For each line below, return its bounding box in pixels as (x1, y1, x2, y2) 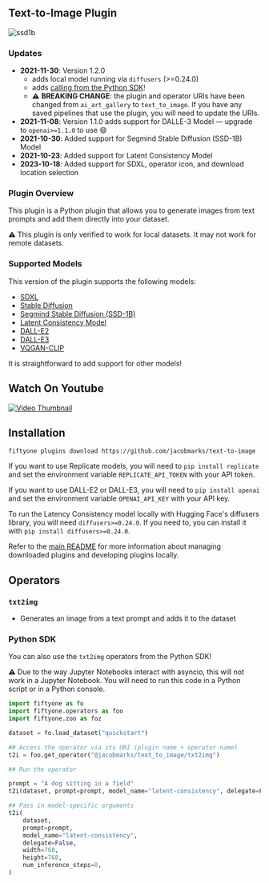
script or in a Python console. (8, 684, 106, 694)
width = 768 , (22, 846, 59, 854)
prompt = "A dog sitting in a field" (8, 780, 134, 788)
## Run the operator (8, 765, 78, 773)
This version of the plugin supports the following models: (8, 276, 196, 286)
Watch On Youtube (8, 382, 104, 395)
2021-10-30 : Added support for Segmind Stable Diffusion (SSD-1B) (19, 134, 243, 143)
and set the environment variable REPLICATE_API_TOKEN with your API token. (8, 469, 255, 479)
